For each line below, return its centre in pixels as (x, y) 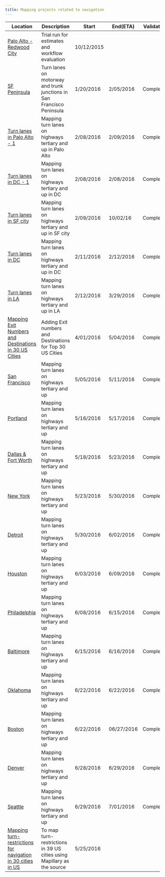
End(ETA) (124, 26)
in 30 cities (20, 861)
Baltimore (19, 651)
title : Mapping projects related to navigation (55, 10)
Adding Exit (54, 322)
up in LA (51, 311)
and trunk (52, 86)
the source (54, 867)
